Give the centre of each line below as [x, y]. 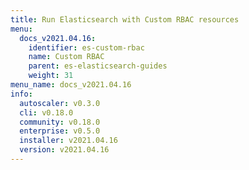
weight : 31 [51, 76]
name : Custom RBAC [66, 57]
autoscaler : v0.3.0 [60, 103]
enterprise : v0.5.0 [60, 131]
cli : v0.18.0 [46, 112]
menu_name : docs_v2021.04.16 [71, 85]
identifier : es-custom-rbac [86, 47]
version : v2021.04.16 [64, 150]
